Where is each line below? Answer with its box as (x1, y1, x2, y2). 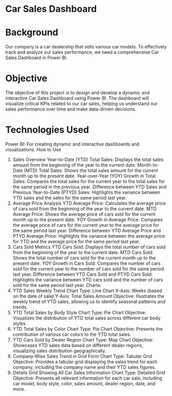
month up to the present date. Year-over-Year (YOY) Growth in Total (12, 173, 156, 179)
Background (5, 27, 58, 39)
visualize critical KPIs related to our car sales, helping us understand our (5, 101, 158, 107)
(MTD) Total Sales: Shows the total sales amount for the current (24, 168, 158, 173)
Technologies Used (5, 124, 90, 136)
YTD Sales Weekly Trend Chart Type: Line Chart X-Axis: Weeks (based (12, 287, 162, 294)
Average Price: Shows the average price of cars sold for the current (12, 211, 156, 217)
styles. (12, 320, 27, 327)
